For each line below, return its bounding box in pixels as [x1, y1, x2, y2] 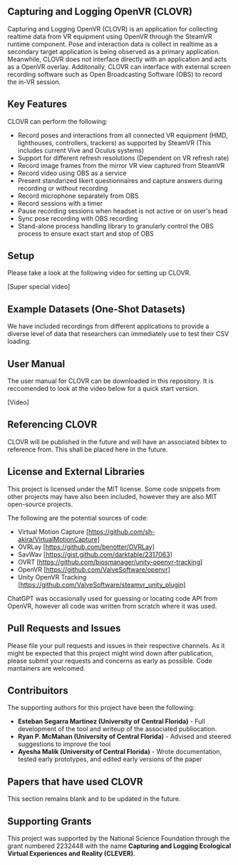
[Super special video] [7, 283, 71, 291]
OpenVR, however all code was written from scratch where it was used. [7, 602, 217, 610]
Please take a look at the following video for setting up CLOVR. [7, 268, 191, 277]
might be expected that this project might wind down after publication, [7, 649, 214, 657]
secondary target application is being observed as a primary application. [7, 47, 221, 56]
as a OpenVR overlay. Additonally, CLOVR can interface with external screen [7, 62, 231, 70]
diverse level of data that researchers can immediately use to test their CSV [7, 330, 229, 338]
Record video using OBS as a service [17, 169, 127, 177]
